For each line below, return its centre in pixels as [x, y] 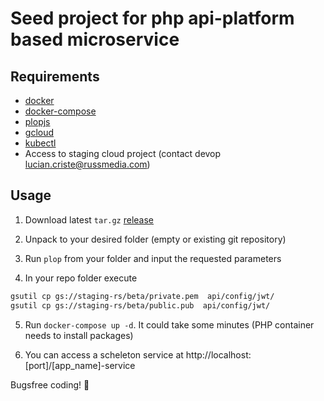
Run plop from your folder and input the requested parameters [153, 258]
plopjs [37, 121]
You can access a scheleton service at [104, 354]
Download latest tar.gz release [89, 219]
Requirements [55, 76]
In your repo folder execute [81, 278]
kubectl [40, 143]
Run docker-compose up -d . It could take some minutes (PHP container [169, 324]
